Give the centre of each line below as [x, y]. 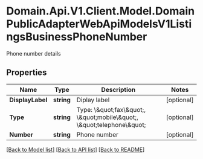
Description [118, 89]
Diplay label [93, 100]
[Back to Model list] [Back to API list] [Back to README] [76, 149]
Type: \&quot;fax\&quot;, [111, 109]
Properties [27, 73]
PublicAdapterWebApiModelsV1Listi [99, 24]
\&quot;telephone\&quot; [111, 125]
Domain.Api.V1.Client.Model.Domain [101, 11]
